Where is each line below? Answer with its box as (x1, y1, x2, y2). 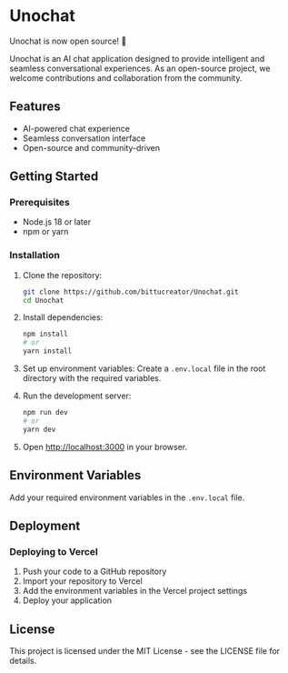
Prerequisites (9, 196, 70, 209)
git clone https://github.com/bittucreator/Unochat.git (22, 287, 239, 296)
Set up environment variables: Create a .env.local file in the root (22, 363, 266, 374)
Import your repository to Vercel (22, 576, 143, 587)
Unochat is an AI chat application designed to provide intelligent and (9, 53, 265, 64)
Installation (9, 249, 61, 262)
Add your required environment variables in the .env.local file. (9, 492, 245, 503)
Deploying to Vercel (9, 545, 98, 557)
